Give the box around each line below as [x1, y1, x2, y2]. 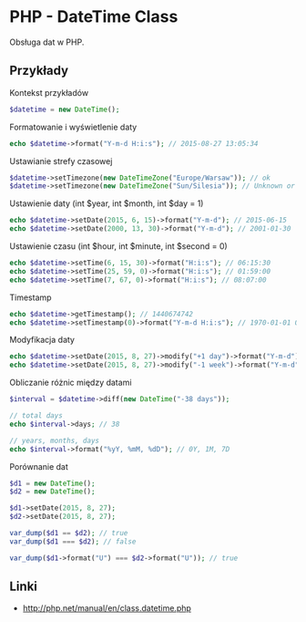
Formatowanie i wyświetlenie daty [9, 121, 138, 132]
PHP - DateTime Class [9, 6, 178, 27]
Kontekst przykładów [9, 87, 89, 98]
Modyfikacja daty [9, 335, 76, 346]
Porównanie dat [9, 461, 68, 472]
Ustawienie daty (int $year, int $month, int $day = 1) [9, 198, 204, 209]
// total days [9, 411, 64, 420]
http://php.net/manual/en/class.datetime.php [22, 603, 191, 614]
